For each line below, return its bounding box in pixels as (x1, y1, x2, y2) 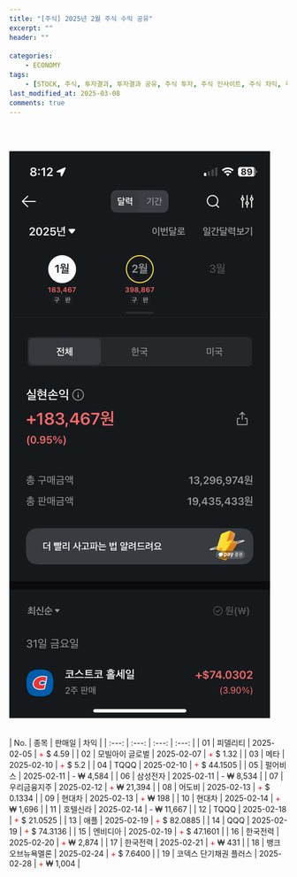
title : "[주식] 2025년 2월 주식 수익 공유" (9, 14, 153, 23)
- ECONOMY (25, 61, 62, 70)
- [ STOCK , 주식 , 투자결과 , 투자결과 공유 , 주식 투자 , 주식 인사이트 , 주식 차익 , (25, 80, 282, 89)
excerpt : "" (9, 23, 53, 33)
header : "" (9, 33, 49, 42)
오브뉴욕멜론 (9, 848, 53, 858)
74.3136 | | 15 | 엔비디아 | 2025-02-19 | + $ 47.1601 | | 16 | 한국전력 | (38, 826, 280, 836)
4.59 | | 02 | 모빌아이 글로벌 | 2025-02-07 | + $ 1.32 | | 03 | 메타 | (52, 749, 286, 759)
